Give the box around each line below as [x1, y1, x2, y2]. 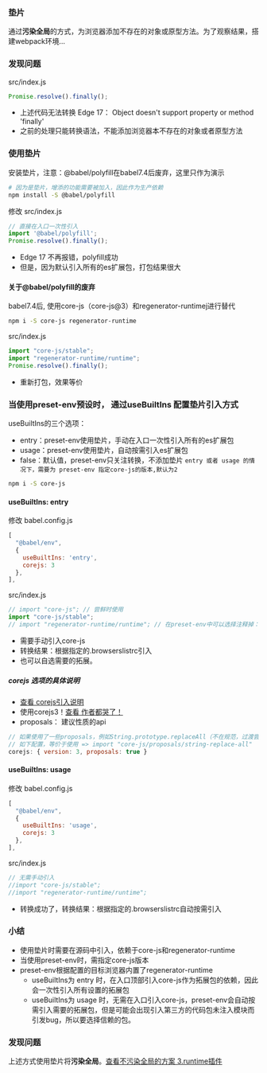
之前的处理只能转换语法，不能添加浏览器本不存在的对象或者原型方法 [19, 126, 243, 136]
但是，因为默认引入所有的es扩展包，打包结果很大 [19, 263, 181, 272]
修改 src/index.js [8, 206, 62, 216]
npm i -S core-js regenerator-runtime [8, 317, 137, 326]
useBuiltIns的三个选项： [8, 419, 87, 428]
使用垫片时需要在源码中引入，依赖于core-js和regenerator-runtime [19, 945, 236, 954]
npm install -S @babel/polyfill [8, 191, 115, 199]
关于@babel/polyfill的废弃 [8, 282, 95, 291]
